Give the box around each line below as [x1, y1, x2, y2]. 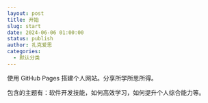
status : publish [7, 35, 53, 42]
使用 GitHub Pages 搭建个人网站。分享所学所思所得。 [7, 74, 157, 82]
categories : [7, 48, 41, 55]
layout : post [7, 10, 44, 17]
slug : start [7, 23, 41, 29]
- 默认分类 [13, 55, 40, 61]
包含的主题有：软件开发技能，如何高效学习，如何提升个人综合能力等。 [7, 88, 205, 96]
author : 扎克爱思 [7, 42, 53, 48]
